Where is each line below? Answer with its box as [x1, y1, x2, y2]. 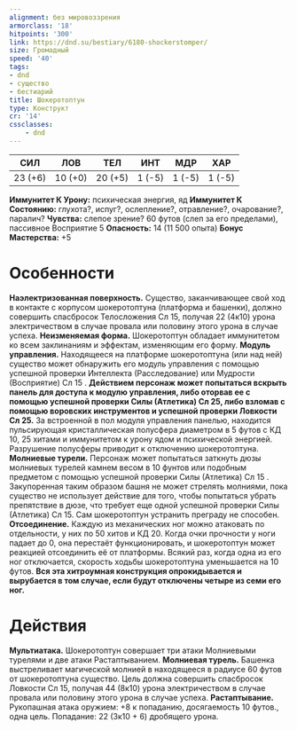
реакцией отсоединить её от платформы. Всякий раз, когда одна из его [9, 546, 282, 557]
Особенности [9, 263, 115, 284]
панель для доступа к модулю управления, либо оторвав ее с [9, 387, 251, 397]
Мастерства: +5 [9, 232, 72, 242]
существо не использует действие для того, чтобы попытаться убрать [9, 490, 277, 501]
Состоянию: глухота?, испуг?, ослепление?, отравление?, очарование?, [9, 203, 284, 214]
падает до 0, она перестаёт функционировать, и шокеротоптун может [9, 538, 276, 548]
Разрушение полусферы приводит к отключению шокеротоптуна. [9, 443, 259, 453]
